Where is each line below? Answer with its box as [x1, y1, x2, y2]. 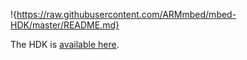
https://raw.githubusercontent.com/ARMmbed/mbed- [16, 9, 237, 20]
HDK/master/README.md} [10, 19, 120, 31]
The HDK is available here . [10, 39, 120, 50]
